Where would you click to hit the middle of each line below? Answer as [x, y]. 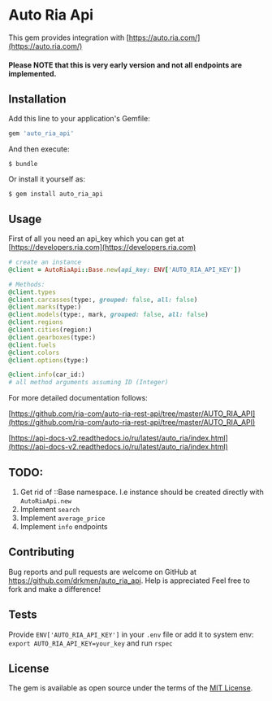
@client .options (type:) [49, 360]
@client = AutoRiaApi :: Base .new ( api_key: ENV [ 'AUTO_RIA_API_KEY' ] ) [125, 269]
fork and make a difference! [55, 589]
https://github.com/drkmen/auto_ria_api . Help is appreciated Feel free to [129, 581]
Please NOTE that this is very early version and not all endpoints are [125, 65]
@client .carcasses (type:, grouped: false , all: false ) [103, 300]
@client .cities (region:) [50, 330]
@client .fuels [32, 345]
